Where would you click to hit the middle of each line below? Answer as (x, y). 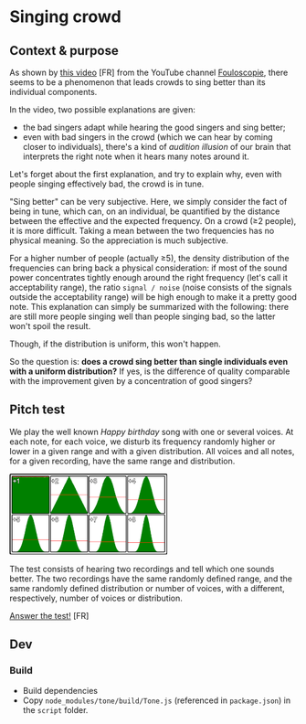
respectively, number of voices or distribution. (96, 598)
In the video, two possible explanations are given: (103, 110)
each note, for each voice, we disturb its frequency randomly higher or (142, 442)
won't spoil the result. (50, 326)
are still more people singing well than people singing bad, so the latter (142, 316)
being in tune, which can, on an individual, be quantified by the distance (145, 211)
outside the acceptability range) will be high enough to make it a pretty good (153, 297)
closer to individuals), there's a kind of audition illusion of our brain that (157, 147)
